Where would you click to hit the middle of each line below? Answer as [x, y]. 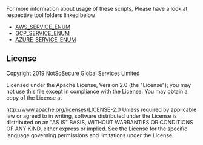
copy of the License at [34, 98]
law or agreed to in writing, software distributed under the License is [92, 116]
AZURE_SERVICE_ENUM [45, 40]
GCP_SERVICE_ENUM [42, 33]
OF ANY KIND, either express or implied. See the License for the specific [97, 129]
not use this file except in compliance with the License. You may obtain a [97, 91]
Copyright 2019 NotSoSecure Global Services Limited [73, 73]
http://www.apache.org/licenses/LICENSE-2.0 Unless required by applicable [101, 109]
